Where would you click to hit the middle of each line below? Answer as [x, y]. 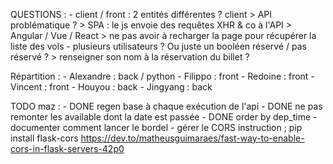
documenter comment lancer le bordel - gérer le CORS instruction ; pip [156, 127]
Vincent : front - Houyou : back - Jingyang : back [111, 87]
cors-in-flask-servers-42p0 [67, 148]
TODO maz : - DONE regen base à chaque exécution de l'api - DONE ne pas [166, 106]
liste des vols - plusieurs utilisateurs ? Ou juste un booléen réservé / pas [158, 46]
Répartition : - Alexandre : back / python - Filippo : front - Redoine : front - [162, 76]
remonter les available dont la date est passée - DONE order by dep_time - [164, 117]
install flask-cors [44, 138]
